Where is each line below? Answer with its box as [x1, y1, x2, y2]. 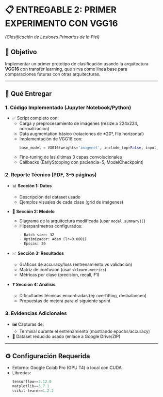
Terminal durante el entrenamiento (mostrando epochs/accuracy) [19, 328, 150, 334]
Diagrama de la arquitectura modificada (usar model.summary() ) [19, 218, 146, 224]
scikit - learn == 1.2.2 [12, 388, 54, 393]
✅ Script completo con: [12, 115, 59, 121]
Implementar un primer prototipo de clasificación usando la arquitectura [5, 61, 149, 66]
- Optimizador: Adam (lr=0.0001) [19, 237, 87, 242]
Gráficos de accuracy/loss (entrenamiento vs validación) [19, 261, 132, 267]
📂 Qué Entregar [5, 90, 52, 98]
